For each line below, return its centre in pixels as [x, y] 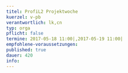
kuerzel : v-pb [24, 17]
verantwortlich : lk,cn [34, 22]
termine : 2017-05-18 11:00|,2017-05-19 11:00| [65, 39]
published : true [26, 50]
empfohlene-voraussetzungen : [42, 45]
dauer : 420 [20, 55]
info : [13, 61]
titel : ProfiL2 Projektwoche [42, 11]
